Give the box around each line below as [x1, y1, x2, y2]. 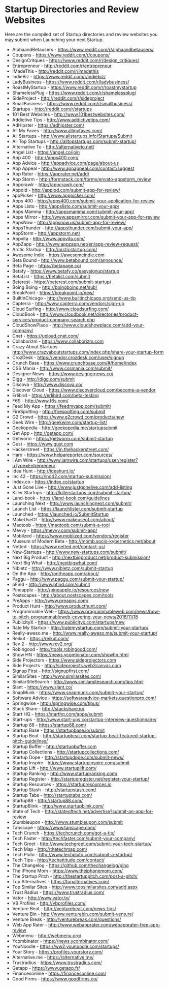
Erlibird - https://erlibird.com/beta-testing [12, 392, 99, 398]
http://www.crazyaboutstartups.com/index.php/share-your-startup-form [12, 349, 164, 355]
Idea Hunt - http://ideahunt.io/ [12, 468, 75, 474]
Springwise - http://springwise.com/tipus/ [12, 700, 100, 706]
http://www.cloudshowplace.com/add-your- [52, 322, 145, 328]
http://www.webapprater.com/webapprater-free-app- [48, 921, 161, 928]
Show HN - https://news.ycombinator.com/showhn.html [12, 651, 129, 657]
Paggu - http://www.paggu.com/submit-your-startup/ [12, 576, 124, 582]
